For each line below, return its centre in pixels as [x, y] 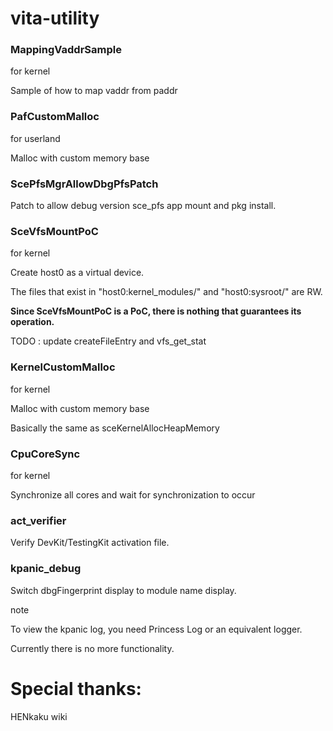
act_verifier [38, 520]
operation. [32, 322]
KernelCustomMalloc [63, 367]
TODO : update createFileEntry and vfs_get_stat [108, 341]
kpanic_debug [46, 569]
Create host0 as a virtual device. [77, 273]
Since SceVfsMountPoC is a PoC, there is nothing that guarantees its [156, 311]
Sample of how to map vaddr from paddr [94, 91]
